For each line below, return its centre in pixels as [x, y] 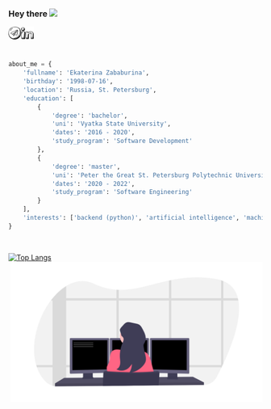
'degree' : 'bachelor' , [90, 116]
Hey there [28, 14]
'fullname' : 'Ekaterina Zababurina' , [86, 73]
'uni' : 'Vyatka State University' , [111, 124]
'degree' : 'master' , [86, 167]
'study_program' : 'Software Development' [122, 141]
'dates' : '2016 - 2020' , [93, 133]
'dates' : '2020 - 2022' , [93, 183]
